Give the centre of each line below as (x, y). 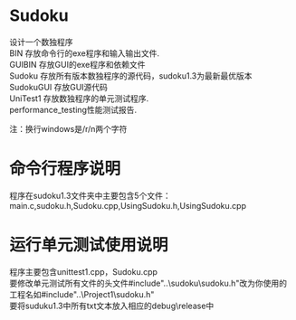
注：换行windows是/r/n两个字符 (68, 128)
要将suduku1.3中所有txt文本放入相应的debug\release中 (112, 306)
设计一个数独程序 (41, 42)
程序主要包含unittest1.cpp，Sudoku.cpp (84, 271)
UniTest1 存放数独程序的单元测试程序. (79, 98)
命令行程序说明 (65, 169)
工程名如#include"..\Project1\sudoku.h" (82, 294)
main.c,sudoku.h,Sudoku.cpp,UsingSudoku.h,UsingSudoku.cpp (128, 205)
